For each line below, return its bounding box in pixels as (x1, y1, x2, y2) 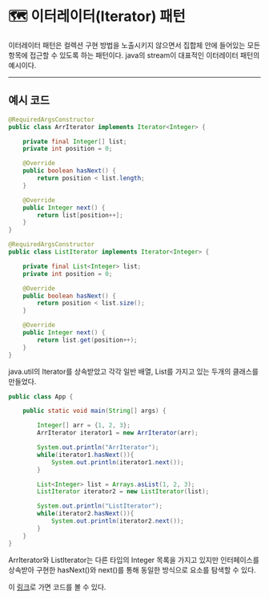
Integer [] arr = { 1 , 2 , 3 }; (37, 422, 130, 430)
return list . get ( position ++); (37, 336, 138, 344)
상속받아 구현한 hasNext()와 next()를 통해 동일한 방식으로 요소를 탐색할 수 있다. (8, 565, 256, 574)
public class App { (8, 392, 74, 401)
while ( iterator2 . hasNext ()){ (37, 510, 134, 518)
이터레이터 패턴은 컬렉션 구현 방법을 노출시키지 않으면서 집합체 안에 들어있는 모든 (8, 40, 261, 50)
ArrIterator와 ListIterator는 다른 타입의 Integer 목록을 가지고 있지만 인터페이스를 (8, 555, 260, 565)
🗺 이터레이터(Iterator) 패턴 (8, 7, 186, 26)
